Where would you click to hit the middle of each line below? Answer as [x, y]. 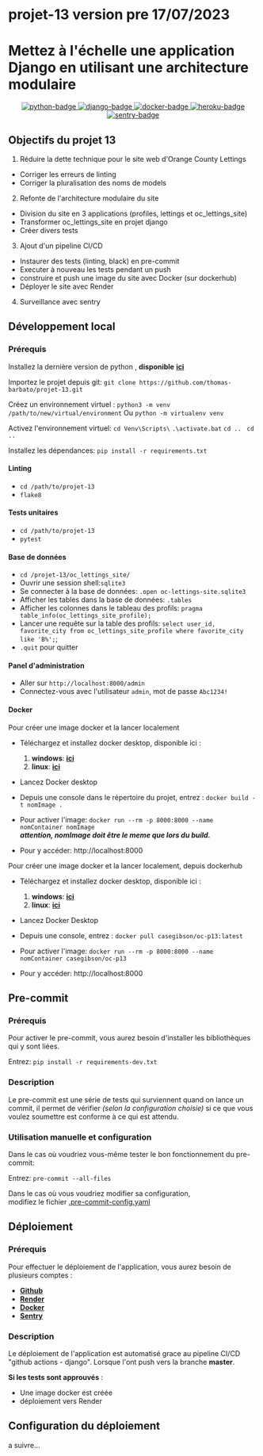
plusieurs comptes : [40, 1275]
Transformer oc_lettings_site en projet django [93, 222]
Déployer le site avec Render [67, 286]
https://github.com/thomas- [185, 382]
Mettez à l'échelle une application [122, 51]
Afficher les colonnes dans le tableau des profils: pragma [111, 608]
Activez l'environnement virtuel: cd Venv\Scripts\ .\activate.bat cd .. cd [131, 428]
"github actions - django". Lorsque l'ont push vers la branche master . [122, 1362]
